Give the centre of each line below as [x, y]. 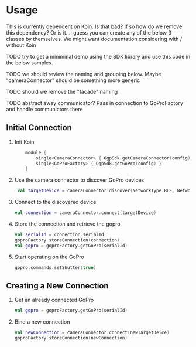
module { [36, 152]
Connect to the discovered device [55, 202]
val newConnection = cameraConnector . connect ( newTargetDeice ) [92, 333]
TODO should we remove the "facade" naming [62, 91]
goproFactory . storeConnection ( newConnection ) [71, 338]
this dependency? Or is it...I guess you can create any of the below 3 [89, 32]
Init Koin [24, 142]
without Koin [21, 45]
